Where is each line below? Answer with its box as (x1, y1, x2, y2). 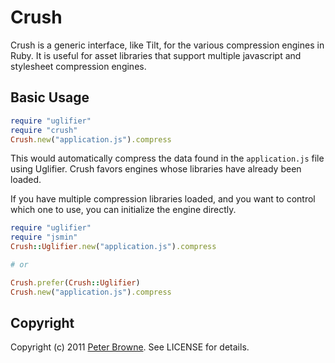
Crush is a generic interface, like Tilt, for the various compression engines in (10, 39, 325, 51)
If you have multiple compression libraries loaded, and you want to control (10, 193, 316, 205)
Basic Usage (10, 89, 90, 106)
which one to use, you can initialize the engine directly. (10, 204, 237, 216)
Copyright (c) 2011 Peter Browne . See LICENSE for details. (10, 341, 250, 353)
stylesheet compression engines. (10, 60, 147, 72)
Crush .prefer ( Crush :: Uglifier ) (10, 277, 141, 288)
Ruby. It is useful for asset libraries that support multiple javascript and (10, 49, 302, 61)
